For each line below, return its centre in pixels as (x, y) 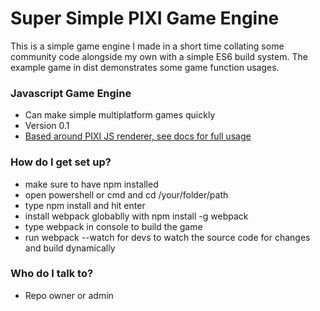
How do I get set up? (61, 162)
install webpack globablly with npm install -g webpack (136, 216)
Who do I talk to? (52, 274)
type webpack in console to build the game (113, 226)
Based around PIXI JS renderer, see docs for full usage (138, 136)
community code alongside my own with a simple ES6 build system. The (159, 56)
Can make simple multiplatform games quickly (120, 115)
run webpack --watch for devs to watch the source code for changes (167, 237)
